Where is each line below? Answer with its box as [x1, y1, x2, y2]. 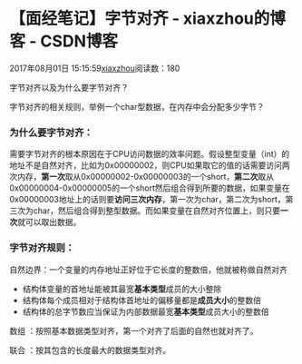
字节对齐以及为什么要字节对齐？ [9, 82, 129, 93]
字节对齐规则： [9, 241, 75, 254]
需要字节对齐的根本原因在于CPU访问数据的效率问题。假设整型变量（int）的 [9, 149, 290, 160]
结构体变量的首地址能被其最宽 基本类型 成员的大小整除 [22, 283, 222, 294]
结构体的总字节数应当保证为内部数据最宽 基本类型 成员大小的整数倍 [22, 306, 269, 317]
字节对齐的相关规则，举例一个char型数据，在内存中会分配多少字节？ [9, 101, 265, 112]
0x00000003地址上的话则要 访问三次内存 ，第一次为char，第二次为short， [9, 194, 286, 205]
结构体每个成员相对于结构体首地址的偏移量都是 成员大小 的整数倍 [22, 294, 261, 305]
